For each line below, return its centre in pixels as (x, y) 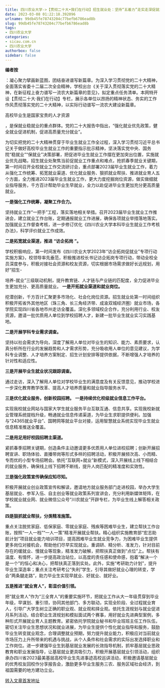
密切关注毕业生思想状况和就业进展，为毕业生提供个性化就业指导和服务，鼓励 (82, 627)
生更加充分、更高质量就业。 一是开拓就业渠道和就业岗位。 (64, 287)
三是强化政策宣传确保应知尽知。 (37, 477)
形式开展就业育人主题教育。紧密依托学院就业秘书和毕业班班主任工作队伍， (84, 621)
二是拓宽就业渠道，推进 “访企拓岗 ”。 (43, 241)
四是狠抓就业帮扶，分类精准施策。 (40, 516)
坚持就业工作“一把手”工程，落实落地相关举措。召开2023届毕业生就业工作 (79, 212)
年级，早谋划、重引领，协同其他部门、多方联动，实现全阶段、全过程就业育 (80, 603)
